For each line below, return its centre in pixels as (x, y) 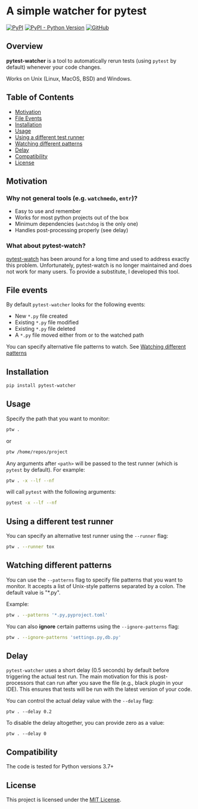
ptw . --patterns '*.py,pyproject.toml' (57, 615)
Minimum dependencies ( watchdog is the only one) (76, 224)
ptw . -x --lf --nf (30, 481)
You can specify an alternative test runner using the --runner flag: (87, 536)
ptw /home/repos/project (37, 452)
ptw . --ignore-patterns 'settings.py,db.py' (64, 637)
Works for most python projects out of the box (72, 218)
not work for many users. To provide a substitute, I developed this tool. (93, 271)
